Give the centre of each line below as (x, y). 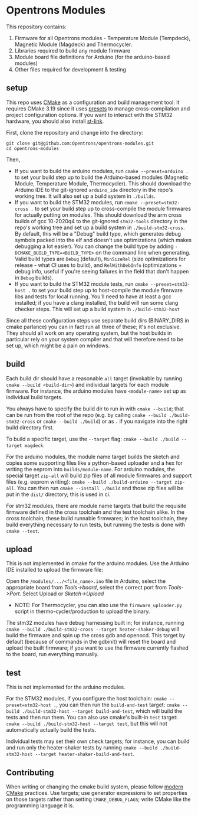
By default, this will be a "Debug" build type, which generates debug (98, 233)
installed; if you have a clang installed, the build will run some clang (96, 302)
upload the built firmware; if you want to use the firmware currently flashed (97, 648)
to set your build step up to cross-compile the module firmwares (113, 208)
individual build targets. (34, 397)
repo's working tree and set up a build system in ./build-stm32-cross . (100, 227)
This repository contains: (36, 27)
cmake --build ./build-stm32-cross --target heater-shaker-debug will (93, 629)
